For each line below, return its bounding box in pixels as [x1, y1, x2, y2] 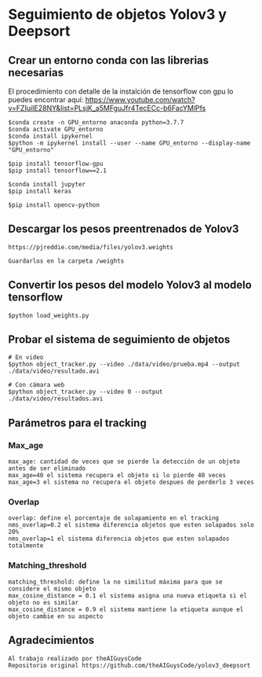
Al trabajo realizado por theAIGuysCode [8, 654, 143, 662]
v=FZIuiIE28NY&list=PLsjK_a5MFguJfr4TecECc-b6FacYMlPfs [8, 104, 206, 112]
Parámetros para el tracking [8, 416, 147, 429]
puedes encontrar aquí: [8, 95, 84, 104]
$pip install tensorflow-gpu [8, 160, 104, 167]
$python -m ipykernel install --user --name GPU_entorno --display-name [8, 139, 251, 147]
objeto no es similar [8, 598, 79, 606]
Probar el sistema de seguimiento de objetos [8, 333, 231, 347]
